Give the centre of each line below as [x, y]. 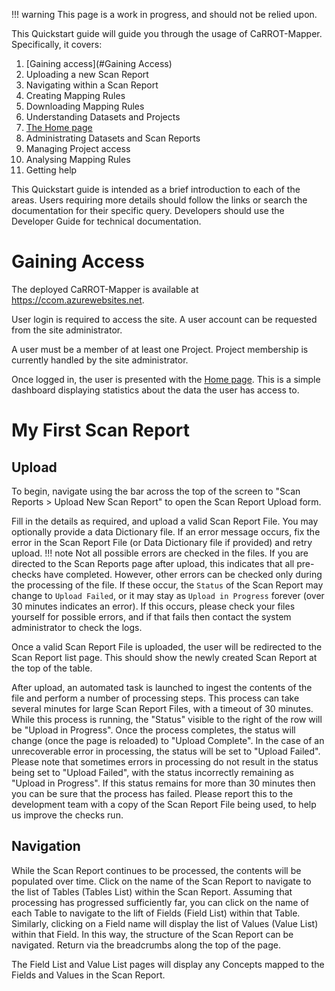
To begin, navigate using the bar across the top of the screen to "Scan [156, 491]
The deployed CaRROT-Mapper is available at [105, 289]
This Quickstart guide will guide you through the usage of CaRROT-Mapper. [167, 33]
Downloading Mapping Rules [85, 106]
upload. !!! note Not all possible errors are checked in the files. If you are [160, 553]
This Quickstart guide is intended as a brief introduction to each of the [156, 189]
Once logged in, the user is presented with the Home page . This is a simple [166, 379]
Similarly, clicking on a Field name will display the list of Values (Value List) [165, 923]
